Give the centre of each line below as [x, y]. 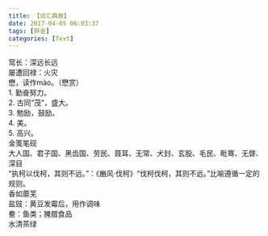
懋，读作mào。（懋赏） [46, 82]
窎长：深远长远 [33, 62]
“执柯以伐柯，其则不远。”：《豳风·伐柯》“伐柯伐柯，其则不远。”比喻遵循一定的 [134, 174]
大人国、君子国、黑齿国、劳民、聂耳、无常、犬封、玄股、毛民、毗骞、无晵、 [136, 154]
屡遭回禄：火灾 [33, 73]
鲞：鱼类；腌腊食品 [40, 214]
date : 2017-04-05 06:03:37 [54, 23]
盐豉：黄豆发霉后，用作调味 [54, 204]
